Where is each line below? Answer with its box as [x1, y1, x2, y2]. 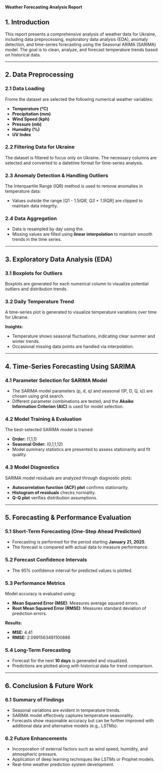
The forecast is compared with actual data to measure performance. [12, 544, 149, 550]
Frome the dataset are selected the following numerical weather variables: [5, 96, 154, 102]
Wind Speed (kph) [12, 116, 50, 122]
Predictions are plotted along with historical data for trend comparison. [12, 663, 154, 669]
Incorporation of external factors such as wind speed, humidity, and [12, 746, 148, 752]
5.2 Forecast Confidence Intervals [5, 556, 87, 563]
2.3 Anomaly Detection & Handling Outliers [5, 172, 108, 179]
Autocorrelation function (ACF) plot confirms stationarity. [12, 484, 129, 490]
